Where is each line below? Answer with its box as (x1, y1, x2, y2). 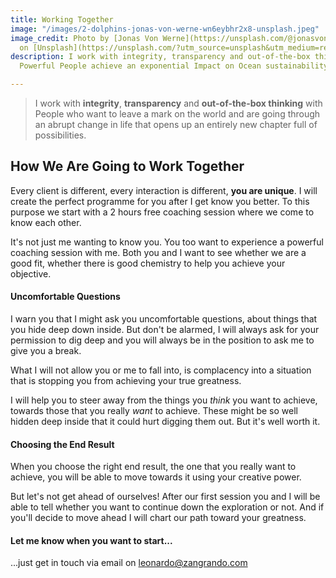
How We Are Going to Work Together (10, 158, 245, 175)
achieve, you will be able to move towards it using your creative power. (10, 471, 302, 483)
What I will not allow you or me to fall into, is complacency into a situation (10, 364, 312, 376)
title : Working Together (10, 14, 114, 25)
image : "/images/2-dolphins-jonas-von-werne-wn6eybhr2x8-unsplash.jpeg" (10, 24, 320, 34)
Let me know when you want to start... (10, 534, 173, 546)
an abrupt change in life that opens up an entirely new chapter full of (34, 119, 318, 130)
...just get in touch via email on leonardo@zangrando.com (10, 557, 248, 569)
